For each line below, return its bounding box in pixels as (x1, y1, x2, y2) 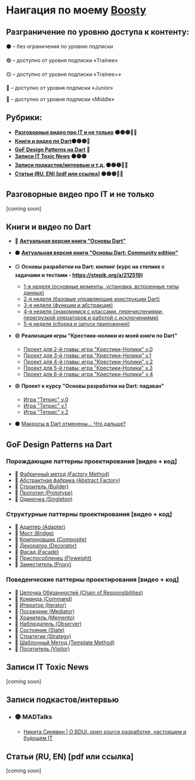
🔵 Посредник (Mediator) (14, 607, 75, 614)
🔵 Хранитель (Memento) (14, 614, 75, 621)
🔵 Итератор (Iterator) (14, 601, 66, 608)
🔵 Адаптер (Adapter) (14, 523, 66, 530)
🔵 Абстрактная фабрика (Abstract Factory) (14, 477, 120, 484)
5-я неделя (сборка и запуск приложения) (23, 321, 130, 328)
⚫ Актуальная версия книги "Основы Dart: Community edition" (14, 249, 179, 256)
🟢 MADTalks (14, 712, 53, 721)
